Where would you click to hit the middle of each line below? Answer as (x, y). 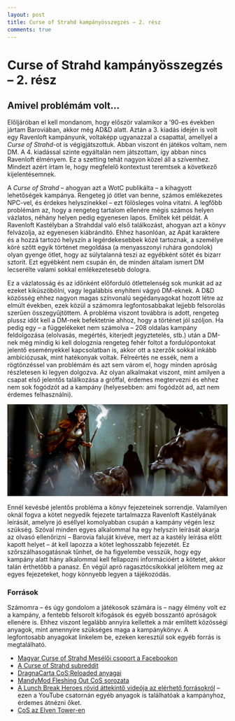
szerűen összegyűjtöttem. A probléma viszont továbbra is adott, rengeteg (113, 313)
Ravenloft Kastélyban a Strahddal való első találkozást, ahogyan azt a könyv (116, 225)
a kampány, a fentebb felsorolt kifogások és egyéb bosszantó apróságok (112, 615)
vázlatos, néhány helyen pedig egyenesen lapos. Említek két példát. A (108, 217)
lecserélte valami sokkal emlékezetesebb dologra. (79, 270)
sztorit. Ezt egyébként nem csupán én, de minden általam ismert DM (106, 262)
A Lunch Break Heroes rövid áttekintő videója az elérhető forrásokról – (119, 688)
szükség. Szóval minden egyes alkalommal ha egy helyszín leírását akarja (113, 530)
